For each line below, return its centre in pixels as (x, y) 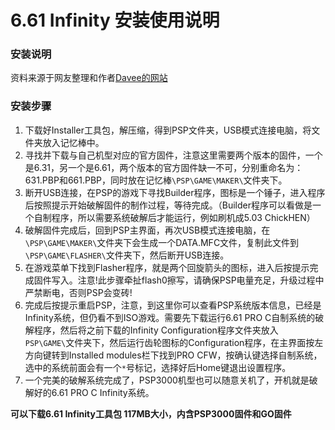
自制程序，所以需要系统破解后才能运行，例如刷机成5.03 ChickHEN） (174, 217)
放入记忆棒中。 (73, 142)
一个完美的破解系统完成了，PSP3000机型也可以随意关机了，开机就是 (167, 380)
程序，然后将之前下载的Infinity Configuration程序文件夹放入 (156, 330)
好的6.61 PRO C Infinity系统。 (94, 392)
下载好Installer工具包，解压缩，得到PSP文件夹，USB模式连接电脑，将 (168, 130)
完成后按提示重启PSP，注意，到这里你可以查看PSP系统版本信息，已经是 (173, 305)
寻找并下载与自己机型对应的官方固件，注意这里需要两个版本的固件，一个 (173, 155)
